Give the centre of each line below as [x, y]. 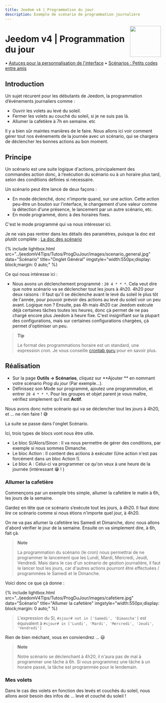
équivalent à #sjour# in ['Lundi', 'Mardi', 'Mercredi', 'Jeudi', [85, 624]
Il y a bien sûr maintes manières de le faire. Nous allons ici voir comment [79, 131]
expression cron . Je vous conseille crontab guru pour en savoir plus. [87, 351]
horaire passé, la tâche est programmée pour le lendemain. [77, 667]
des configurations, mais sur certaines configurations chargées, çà [81, 321]
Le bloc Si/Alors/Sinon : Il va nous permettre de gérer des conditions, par [86, 443]
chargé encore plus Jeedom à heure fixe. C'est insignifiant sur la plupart [86, 316]
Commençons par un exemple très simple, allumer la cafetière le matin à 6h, [83, 493]
